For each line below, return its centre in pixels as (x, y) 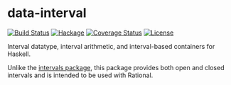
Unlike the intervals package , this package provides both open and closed (116, 67)
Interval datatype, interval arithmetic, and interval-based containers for (111, 46)
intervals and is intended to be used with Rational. (80, 75)
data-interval (47, 13)
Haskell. (19, 54)
